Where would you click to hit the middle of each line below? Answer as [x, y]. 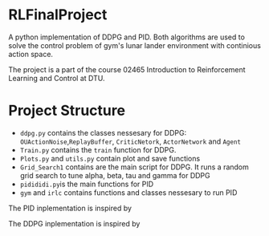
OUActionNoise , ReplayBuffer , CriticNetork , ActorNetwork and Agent [130, 141]
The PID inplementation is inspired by [70, 208]
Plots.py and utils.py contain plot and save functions [110, 158]
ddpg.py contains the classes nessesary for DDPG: [103, 132]
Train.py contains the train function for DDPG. [98, 149]
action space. [31, 54]
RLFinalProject [58, 15]
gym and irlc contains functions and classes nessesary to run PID [128, 192]
